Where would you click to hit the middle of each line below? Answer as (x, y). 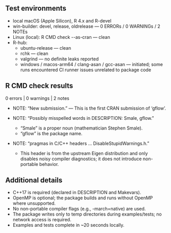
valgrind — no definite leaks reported (59, 59)
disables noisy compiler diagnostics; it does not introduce (81, 159)
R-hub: (20, 43)
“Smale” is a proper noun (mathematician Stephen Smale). (81, 128)
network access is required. (42, 220)
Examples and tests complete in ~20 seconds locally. (68, 225)
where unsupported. (34, 203)
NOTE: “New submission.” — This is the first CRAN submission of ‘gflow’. (89, 108)
